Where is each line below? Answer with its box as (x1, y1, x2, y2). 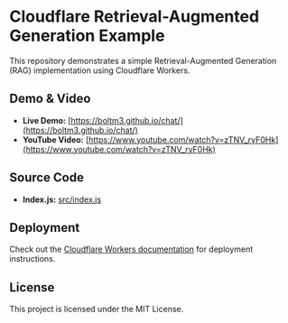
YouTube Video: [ (22, 134, 89, 145)
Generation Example (9, 25, 165, 46)
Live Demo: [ (22, 115, 71, 125)
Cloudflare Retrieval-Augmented (9, 6, 260, 27)
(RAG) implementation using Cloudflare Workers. (9, 65, 190, 76)
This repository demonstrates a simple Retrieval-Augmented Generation (9, 55, 277, 66)
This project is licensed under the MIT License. (9, 304, 184, 315)
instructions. (9, 254, 56, 264)
